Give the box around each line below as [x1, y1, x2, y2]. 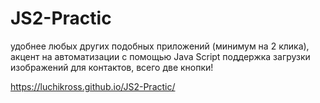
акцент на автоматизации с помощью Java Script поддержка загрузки [10, 50, 311, 62]
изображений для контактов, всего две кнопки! [10, 61, 214, 73]
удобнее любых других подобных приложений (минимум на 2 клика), [10, 40, 310, 52]
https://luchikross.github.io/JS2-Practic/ [10, 80, 176, 92]
